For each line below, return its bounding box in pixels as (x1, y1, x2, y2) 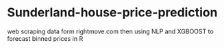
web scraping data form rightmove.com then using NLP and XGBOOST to (7, 27, 214, 35)
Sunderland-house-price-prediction (7, 5, 218, 20)
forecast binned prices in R (7, 34, 84, 42)
